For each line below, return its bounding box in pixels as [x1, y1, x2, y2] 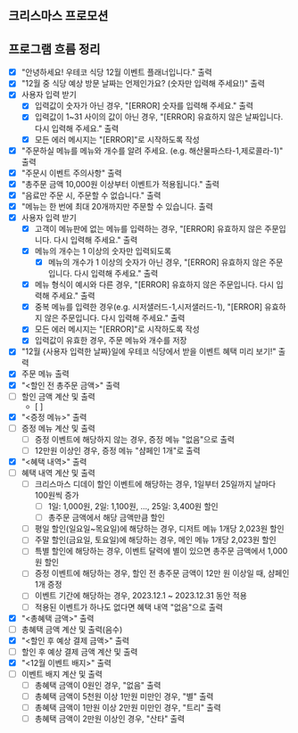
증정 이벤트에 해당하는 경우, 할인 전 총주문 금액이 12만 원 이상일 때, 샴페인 [34, 568, 290, 579]
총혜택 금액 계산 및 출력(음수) [21, 623, 123, 635]
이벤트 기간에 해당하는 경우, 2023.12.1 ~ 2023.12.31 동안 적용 [34, 590, 247, 601]
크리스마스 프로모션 [8, 8, 109, 24]
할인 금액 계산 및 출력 [21, 391, 95, 401]
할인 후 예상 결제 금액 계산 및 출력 [21, 646, 138, 657]
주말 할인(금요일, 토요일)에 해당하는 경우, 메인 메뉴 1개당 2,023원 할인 [34, 534, 277, 546]
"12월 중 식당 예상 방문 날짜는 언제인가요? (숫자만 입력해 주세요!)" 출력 [21, 78, 265, 89]
